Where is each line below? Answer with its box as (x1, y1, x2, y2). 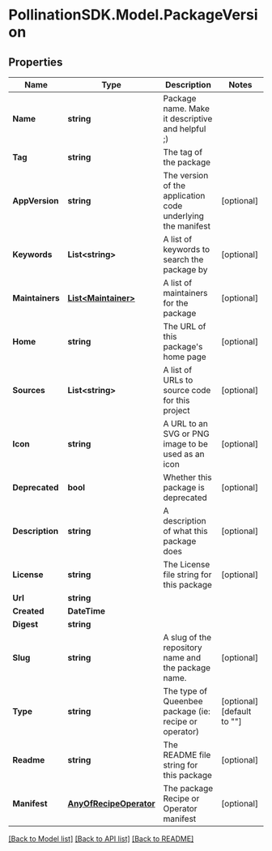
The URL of (163, 321, 206, 331)
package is (163, 482, 205, 493)
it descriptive (163, 113, 213, 124)
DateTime (67, 605, 106, 617)
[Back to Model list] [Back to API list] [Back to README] (8, 834, 194, 844)
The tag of (163, 147, 203, 157)
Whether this (163, 472, 212, 483)
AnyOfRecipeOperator (67, 798, 155, 809)
